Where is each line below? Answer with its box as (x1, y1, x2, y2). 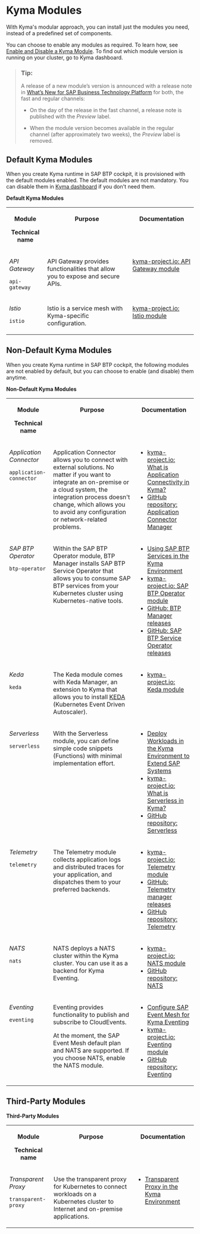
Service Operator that (53, 566, 114, 575)
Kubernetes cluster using (53, 589, 123, 597)
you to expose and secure (47, 272, 120, 280)
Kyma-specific (47, 311, 89, 320)
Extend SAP (147, 759, 180, 767)
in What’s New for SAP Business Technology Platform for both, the (20, 89, 184, 96)
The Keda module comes (53, 670, 123, 678)
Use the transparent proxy (53, 1175, 127, 1183)
